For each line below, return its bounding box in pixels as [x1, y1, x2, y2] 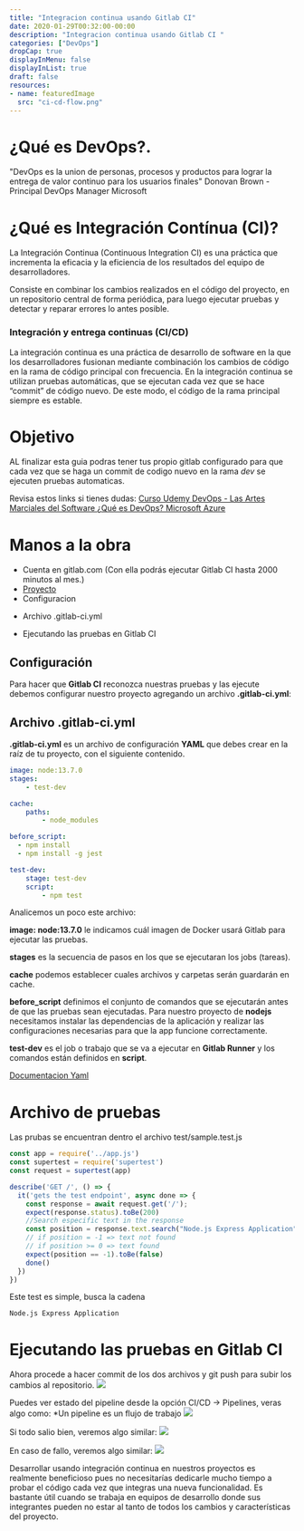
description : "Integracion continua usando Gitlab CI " [9, 30, 224, 39]
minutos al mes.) [22, 574, 85, 585]
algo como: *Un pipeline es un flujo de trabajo [9, 1408, 182, 1419]
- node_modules [42, 816, 100, 825]
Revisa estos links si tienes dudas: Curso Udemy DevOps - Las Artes [9, 493, 265, 504]
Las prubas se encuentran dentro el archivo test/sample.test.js [9, 1131, 242, 1142]
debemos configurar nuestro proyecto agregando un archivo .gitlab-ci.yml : [9, 688, 291, 699]
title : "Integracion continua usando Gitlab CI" [9, 13, 196, 23]
